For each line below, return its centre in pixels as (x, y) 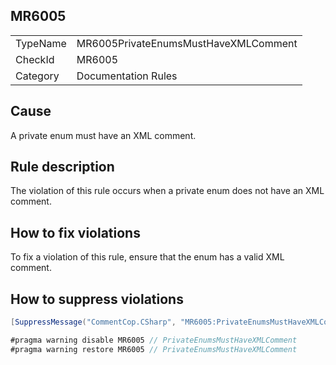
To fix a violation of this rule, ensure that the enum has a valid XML (147, 257)
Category (37, 76)
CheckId (35, 59)
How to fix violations (75, 232)
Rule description (62, 167)
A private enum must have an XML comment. (103, 135)
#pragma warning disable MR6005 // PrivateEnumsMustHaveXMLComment (154, 340)
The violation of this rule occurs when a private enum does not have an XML (167, 191)
